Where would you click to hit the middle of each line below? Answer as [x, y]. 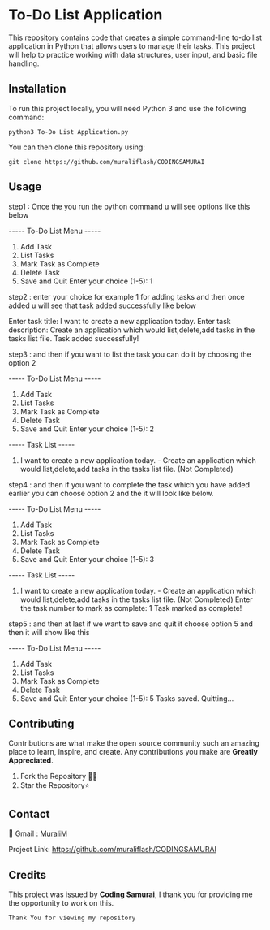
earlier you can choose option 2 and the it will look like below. [111, 493]
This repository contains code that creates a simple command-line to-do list [135, 37]
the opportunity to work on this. [61, 903]
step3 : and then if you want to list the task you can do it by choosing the [130, 354]
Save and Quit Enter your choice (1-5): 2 [87, 429]
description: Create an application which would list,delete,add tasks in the [132, 330]
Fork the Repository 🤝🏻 [59, 776]
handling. [24, 63]
